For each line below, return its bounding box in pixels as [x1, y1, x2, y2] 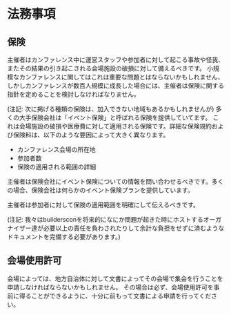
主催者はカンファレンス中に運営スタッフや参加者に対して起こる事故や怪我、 [7, 56, 224, 64]
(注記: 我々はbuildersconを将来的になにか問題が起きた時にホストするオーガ [7, 216, 222, 223]
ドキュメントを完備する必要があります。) [7, 233, 121, 240]
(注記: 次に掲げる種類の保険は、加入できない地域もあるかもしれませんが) [7, 105, 214, 113]
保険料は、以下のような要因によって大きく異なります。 [12, 131, 170, 139]
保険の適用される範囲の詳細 [17, 163, 97, 171]
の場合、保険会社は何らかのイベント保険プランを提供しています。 [7, 186, 194, 194]
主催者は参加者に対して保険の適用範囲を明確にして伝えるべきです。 [7, 201, 200, 209]
